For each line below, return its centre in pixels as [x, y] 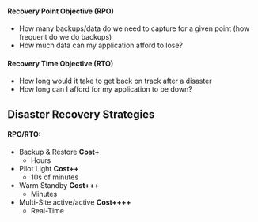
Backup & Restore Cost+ [59, 152]
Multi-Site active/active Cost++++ [75, 202]
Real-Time [47, 211]
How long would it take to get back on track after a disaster [115, 81]
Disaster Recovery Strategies [81, 114]
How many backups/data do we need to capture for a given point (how [134, 28]
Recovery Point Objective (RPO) [61, 11]
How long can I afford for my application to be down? [106, 89]
